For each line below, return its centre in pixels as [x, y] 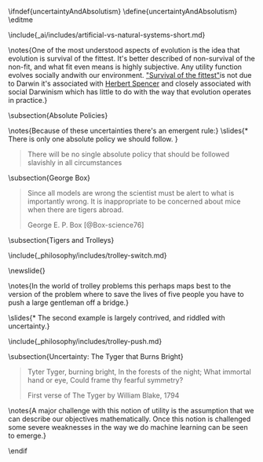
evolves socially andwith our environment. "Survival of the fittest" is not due [130, 75]
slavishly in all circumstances [75, 163]
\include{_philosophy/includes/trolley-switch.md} [88, 255]
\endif [18, 451]
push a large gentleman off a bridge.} [69, 302]
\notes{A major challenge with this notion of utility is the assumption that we [131, 411]
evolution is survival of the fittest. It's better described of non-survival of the [131, 59]
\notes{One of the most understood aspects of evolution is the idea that [124, 50]
